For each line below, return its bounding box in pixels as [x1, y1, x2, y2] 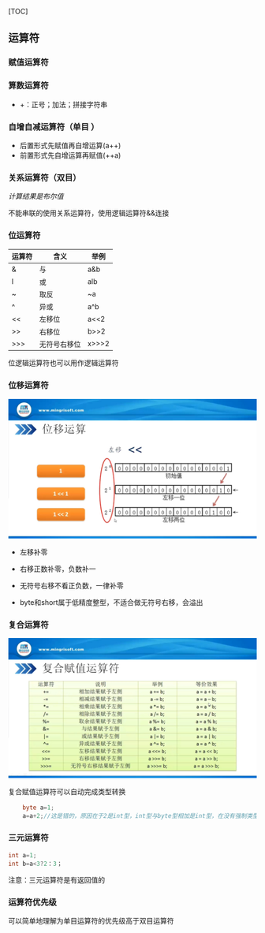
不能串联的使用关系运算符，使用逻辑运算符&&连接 [8, 208, 170, 218]
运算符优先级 [8, 897, 58, 908]
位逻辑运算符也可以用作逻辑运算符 [8, 358, 119, 368]
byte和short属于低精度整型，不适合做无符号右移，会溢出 [19, 598, 203, 607]
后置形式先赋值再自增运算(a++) [19, 140, 121, 150]
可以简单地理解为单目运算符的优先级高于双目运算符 [8, 916, 174, 925]
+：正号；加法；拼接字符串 [19, 99, 108, 109]
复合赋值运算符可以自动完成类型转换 [8, 786, 126, 796]
